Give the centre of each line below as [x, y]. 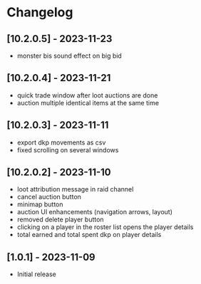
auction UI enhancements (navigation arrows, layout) [94, 212]
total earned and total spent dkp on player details [89, 235]
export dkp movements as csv [61, 142]
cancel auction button [49, 197]
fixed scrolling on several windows [68, 149]
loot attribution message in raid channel [75, 189]
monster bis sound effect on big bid [69, 56]
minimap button [40, 204]
